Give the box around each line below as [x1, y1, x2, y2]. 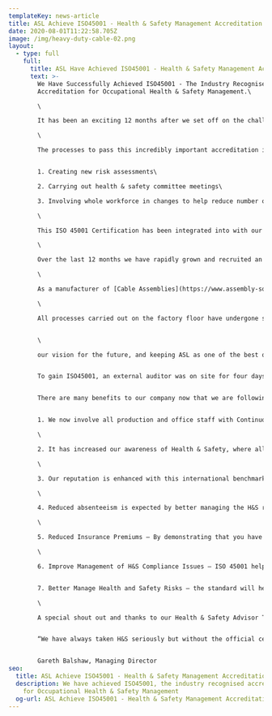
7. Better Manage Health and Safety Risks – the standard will [37, 584, 255, 593]
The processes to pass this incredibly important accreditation [37, 146, 259, 154]
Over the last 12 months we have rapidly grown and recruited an [37, 256, 263, 264]
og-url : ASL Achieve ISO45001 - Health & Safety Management [15, 695, 223, 703]
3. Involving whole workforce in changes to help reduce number [37, 196, 259, 205]
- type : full [15, 50, 60, 58]
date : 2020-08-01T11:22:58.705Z [8, 27, 117, 35]
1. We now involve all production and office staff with [37, 416, 233, 425]
